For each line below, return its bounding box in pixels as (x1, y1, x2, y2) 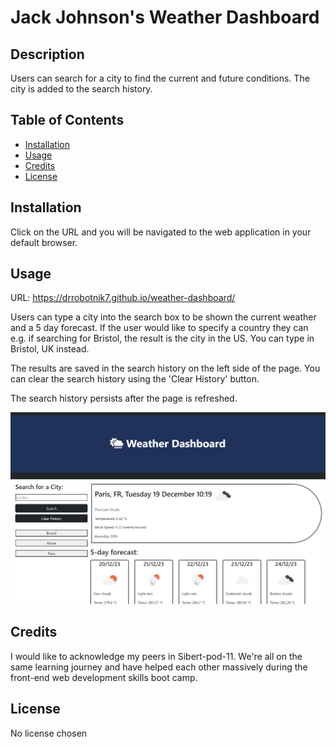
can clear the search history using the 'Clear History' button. (10, 373, 260, 385)
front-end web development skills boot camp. (10, 671, 198, 683)
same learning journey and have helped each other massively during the (10, 661, 308, 673)
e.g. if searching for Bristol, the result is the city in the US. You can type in (10, 332, 315, 345)
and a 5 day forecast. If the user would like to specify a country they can (10, 322, 309, 334)
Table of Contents (10, 112, 125, 129)
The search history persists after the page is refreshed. (10, 392, 238, 405)
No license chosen (10, 727, 88, 739)
